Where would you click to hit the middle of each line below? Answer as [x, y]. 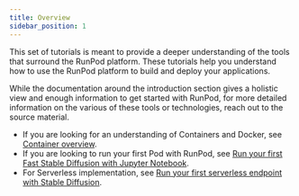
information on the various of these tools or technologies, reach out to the [146, 107]
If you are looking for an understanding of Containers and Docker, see [152, 134]
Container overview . [59, 144]
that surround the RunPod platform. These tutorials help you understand [143, 61]
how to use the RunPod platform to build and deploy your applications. [140, 71]
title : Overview [40, 18]
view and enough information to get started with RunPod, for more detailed [148, 98]
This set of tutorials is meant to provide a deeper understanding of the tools [149, 51]
